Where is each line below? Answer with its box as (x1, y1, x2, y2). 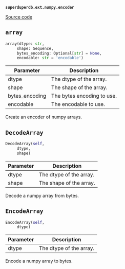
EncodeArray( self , (5, 220, 45, 225)
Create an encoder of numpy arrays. (5, 114, 82, 120)
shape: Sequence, (16, 46, 54, 51)
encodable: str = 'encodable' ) (16, 56, 84, 61)
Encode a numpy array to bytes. (5, 258, 73, 264)
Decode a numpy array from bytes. (5, 192, 79, 199)
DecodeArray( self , (5, 141, 45, 147)
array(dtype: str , (5, 41, 45, 46)
